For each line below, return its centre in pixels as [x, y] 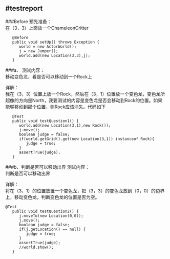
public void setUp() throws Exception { [56, 42]
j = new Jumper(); [38, 51]
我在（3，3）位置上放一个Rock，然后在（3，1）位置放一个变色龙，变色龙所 [85, 94]
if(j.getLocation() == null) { [52, 229]
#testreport [24, 8]
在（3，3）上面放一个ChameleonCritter [47, 28]
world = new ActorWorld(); [48, 46]
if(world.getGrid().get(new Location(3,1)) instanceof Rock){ [87, 139]
